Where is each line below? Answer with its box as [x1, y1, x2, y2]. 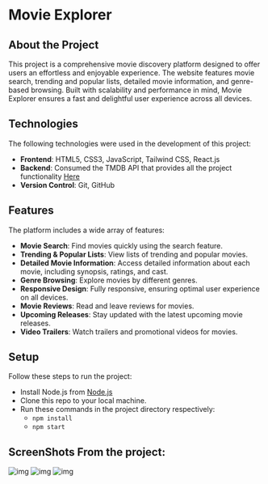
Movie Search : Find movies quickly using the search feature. [19, 240, 224, 250]
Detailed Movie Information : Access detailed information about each [19, 257, 250, 268]
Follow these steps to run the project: [8, 371, 132, 381]
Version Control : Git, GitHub [19, 180, 115, 189]
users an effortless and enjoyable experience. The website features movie [8, 68, 255, 78]
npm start [31, 423, 66, 431]
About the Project [8, 38, 99, 52]
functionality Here [19, 172, 81, 181]
